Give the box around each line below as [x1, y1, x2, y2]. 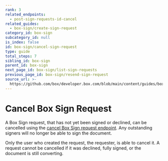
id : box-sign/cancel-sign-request [5, 44, 77, 49]
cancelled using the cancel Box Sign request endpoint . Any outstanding [5, 125, 152, 131]
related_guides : [5, 21, 39, 26]
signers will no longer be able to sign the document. [5, 130, 112, 136]
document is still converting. [5, 150, 63, 156]
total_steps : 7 [5, 53, 37, 59]
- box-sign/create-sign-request [9, 26, 77, 31]
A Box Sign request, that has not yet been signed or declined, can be [5, 119, 147, 125]
